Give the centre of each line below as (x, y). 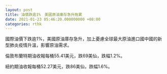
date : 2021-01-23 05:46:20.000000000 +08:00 (53, 19)
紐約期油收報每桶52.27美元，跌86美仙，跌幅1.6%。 (59, 66)
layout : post (19, 10)
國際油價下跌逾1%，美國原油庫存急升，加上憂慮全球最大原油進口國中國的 (81, 39)
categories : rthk (24, 24)
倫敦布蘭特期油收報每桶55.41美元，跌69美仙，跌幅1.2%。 (65, 56)
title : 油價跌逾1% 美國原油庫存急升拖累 (44, 15)
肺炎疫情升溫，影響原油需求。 (40, 45)
